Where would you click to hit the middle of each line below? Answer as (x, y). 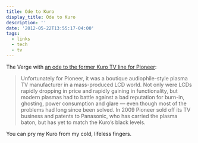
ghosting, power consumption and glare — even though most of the (104, 103)
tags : (13, 34)
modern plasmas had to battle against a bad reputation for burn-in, (103, 97)
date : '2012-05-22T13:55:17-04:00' (50, 28)
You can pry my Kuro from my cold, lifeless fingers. (69, 134)
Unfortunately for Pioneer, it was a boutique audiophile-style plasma (104, 78)
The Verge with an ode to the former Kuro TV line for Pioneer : (81, 67)
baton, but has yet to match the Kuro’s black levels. (83, 122)
